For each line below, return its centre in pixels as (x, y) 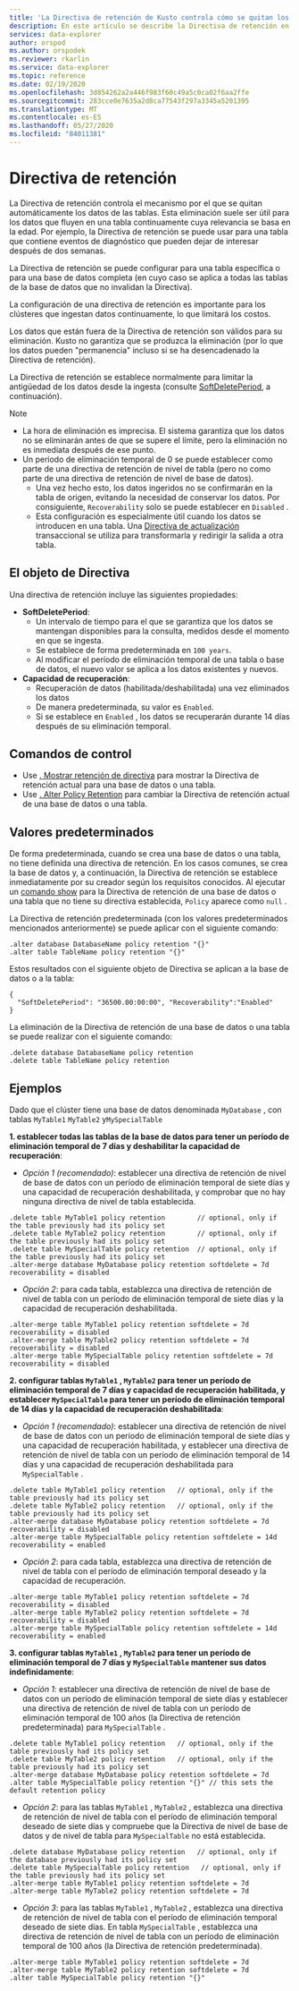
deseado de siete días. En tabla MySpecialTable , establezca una (140, 1927)
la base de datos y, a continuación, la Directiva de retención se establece (144, 872)
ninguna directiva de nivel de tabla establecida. (109, 1202)
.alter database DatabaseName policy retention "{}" (109, 945)
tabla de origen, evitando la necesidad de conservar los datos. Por (158, 497)
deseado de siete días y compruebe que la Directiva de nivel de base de (155, 1826)
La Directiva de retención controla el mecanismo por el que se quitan (136, 203)
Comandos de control (71, 754)
